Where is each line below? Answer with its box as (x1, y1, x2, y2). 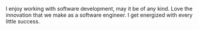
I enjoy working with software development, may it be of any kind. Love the (5, 5, 193, 12)
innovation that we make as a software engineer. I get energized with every (5, 11, 193, 19)
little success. (5, 18, 41, 25)
